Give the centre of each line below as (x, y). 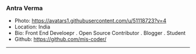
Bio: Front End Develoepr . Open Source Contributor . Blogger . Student (100, 33)
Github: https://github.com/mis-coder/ (60, 39)
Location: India (32, 27)
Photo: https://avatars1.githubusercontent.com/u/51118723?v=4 (90, 21)
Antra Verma (24, 8)
